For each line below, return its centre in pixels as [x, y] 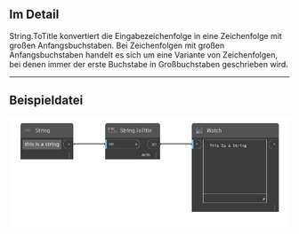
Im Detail [34, 15]
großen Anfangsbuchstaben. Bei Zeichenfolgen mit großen [117, 45]
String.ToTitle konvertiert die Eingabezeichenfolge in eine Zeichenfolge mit [145, 35]
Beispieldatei [46, 101]
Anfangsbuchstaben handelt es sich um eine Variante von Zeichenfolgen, [144, 55]
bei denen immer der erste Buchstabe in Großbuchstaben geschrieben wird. [149, 64]
